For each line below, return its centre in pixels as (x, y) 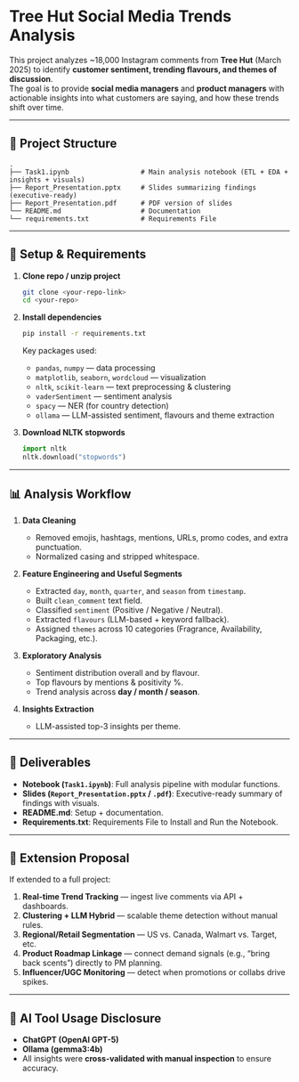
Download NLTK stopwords (74, 433)
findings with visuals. (61, 802)
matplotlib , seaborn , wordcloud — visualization (121, 378)
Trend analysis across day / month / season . (117, 691)
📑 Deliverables (50, 763)
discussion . (31, 78)
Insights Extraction (58, 709)
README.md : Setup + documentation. (93, 812)
